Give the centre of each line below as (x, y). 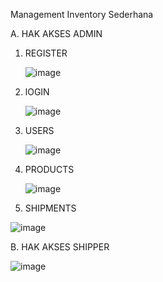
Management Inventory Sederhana (82, 14)
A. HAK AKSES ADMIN (56, 33)
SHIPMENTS (50, 208)
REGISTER (46, 53)
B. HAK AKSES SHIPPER (60, 247)
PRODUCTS (49, 169)
